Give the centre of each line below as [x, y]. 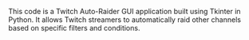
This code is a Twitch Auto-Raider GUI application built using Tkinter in [125, 11]
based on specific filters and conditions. [74, 28]
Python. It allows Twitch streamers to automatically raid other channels [125, 20]
